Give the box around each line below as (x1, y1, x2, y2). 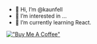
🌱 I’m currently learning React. (15, 19, 92, 26)
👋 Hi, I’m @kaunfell (15, 6, 63, 13)
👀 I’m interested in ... (15, 12, 67, 20)
